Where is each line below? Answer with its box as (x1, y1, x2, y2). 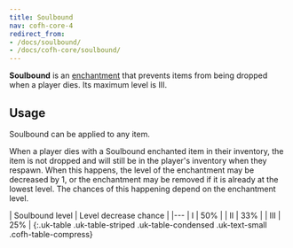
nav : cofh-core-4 (9, 21, 74, 30)
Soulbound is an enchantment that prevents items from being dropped (9, 70, 268, 81)
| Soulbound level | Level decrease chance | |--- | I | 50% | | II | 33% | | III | (9, 210, 281, 221)
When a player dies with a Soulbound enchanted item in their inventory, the (9, 145, 284, 156)
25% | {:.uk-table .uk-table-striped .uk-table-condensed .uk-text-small (9, 219, 268, 230)
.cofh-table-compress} (9, 229, 93, 239)
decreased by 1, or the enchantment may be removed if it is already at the (9, 174, 279, 184)
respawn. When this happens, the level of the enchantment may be (9, 165, 255, 175)
